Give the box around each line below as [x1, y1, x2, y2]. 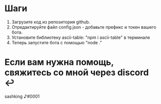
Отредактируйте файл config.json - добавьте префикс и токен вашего [11, 24, 157, 30]
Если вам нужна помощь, [4, 57, 114, 68]
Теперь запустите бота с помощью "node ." [11, 39, 102, 45]
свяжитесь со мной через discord [4, 67, 149, 78]
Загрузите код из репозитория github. [11, 19, 90, 25]
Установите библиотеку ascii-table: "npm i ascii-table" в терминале [11, 35, 150, 40]
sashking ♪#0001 [4, 93, 40, 99]
